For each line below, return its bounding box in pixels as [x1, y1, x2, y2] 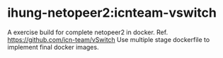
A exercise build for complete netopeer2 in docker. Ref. [7, 28, 168, 36]
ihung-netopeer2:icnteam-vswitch [7, 5, 217, 21]
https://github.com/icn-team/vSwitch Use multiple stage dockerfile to [7, 35, 210, 43]
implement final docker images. [7, 43, 99, 51]
